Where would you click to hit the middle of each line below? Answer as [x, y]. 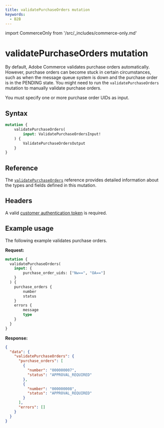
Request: [15, 250]
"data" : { [20, 352]
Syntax [16, 113]
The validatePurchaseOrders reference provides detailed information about [82, 180]
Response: [17, 338]
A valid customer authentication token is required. [56, 213]
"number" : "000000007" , [52, 370]
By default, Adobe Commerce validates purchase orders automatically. [78, 67]
